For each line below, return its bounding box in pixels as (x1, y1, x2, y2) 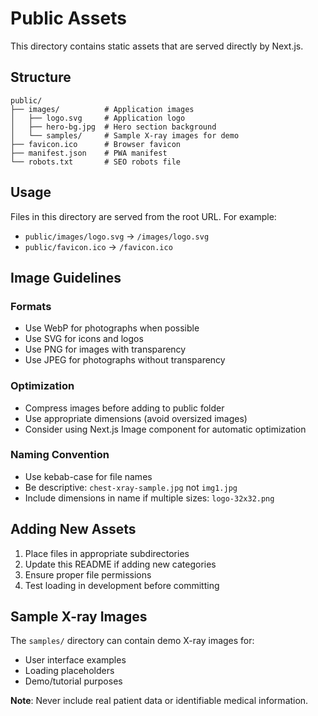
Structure (10, 69, 72, 86)
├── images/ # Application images (10, 104, 195, 114)
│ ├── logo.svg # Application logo (10, 113, 186, 123)
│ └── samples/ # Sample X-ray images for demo (10, 130, 240, 141)
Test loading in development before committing (24, 579, 220, 591)
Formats (10, 299, 52, 313)
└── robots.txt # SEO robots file (10, 157, 182, 167)
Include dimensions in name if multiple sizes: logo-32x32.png (24, 492, 275, 504)
